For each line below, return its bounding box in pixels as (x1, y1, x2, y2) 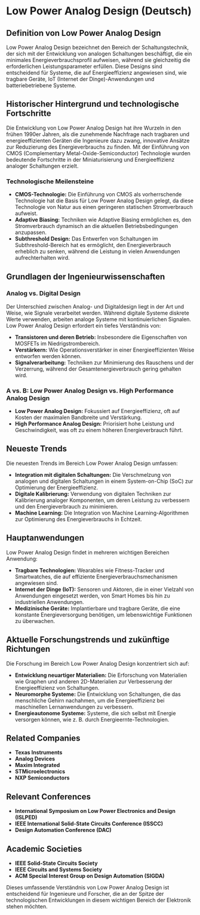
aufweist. (14, 210, 38, 217)
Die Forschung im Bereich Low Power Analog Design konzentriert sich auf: (6, 660, 190, 667)
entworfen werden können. (14, 352, 82, 359)
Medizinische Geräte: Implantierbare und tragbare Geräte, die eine (14, 605, 180, 612)
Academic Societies (6, 843, 82, 854)
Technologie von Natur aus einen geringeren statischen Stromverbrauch (14, 204, 193, 211)
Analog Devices (14, 755, 56, 762)
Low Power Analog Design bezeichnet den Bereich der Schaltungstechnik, (6, 44, 189, 51)
